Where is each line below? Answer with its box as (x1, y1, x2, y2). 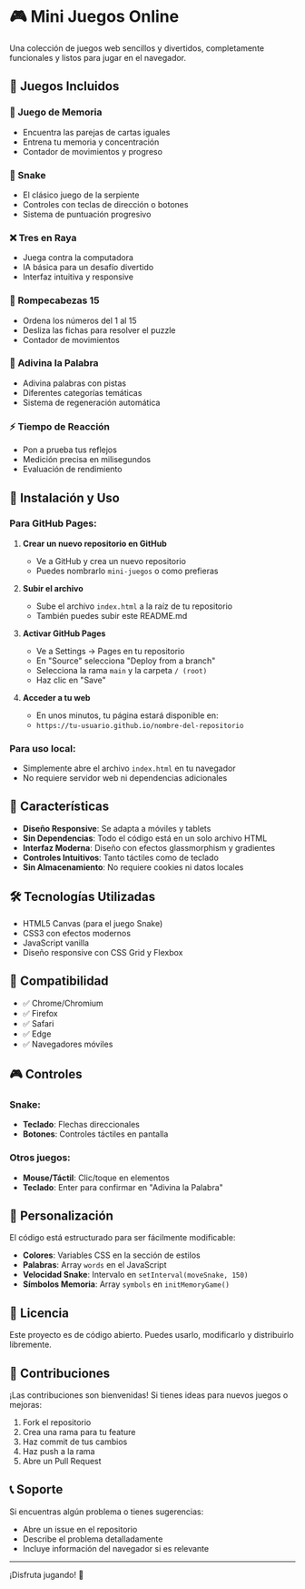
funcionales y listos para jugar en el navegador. (9, 52, 187, 63)
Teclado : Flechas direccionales (22, 1119, 141, 1130)
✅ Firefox (22, 1007, 58, 1018)
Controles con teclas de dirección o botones (22, 198, 189, 209)
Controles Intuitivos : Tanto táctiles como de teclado (22, 852, 220, 863)
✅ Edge (22, 1028, 52, 1039)
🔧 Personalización (9, 1208, 113, 1223)
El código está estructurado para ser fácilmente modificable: (9, 1232, 236, 1243)
